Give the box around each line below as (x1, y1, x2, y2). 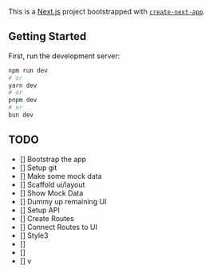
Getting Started (8, 30, 87, 43)
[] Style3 (19, 231, 49, 240)
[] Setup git (19, 163, 57, 172)
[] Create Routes (19, 213, 74, 223)
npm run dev (8, 66, 48, 74)
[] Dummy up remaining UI (19, 196, 107, 206)
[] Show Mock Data (19, 188, 84, 198)
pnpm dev (8, 96, 37, 105)
